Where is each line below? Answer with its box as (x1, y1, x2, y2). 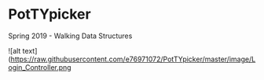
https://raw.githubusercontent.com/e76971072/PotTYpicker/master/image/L (10, 54, 256, 64)
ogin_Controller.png (8, 62, 72, 71)
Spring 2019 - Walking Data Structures (8, 31, 133, 40)
